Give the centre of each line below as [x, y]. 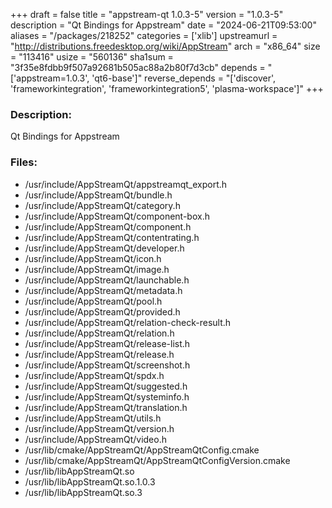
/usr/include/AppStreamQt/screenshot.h [107, 365]
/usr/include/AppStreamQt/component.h [108, 226]
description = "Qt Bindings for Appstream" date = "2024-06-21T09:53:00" [163, 25]
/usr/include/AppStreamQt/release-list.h [107, 343]
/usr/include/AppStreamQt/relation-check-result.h [128, 322]
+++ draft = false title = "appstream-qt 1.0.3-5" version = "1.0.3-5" [147, 14]
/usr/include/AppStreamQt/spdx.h [94, 375]
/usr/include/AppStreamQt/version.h [99, 428]
